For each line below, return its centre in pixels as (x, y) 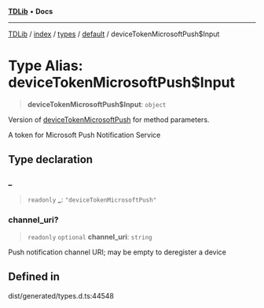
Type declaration (50, 160)
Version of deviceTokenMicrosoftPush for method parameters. (109, 119)
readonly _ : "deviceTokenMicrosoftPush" (92, 199)
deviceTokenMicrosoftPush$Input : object (97, 104)
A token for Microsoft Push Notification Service (84, 135)
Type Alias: (46, 66)
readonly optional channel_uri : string (90, 236)
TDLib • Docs (31, 11)
